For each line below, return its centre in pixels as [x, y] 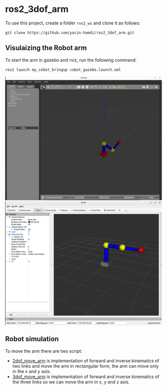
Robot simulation [32, 339]
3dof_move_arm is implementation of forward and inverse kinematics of [86, 377]
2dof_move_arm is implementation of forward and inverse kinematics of [86, 361]
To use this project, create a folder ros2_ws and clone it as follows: [73, 23]
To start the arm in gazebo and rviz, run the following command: [71, 60]
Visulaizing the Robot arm [46, 48]
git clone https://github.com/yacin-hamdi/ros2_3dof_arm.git [70, 33]
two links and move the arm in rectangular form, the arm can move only [85, 366]
